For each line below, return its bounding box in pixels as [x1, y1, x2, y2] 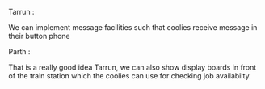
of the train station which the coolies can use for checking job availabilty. [8, 71, 252, 80]
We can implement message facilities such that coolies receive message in [8, 23, 258, 32]
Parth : [8, 47, 31, 56]
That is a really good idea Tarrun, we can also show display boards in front [8, 62, 257, 72]
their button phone [8, 32, 70, 40]
